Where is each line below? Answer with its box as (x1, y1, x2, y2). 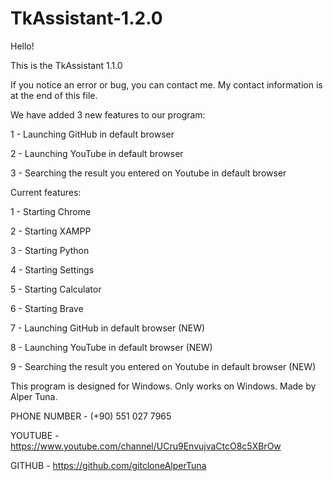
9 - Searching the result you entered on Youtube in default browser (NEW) (10, 360, 317, 372)
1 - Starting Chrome (10, 205, 92, 217)
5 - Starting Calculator (10, 283, 102, 295)
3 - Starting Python (10, 244, 90, 256)
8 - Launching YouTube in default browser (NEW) (10, 341, 213, 353)
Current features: (10, 186, 82, 198)
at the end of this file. (10, 89, 98, 101)
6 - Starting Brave (10, 302, 84, 314)
